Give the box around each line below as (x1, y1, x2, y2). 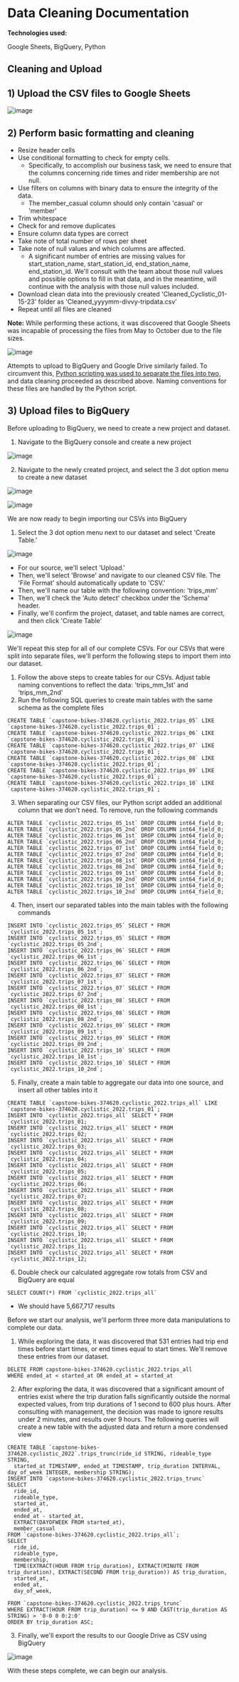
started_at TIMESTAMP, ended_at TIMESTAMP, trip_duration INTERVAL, (14, 1462, 221, 1470)
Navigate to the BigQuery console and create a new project (17, 437, 192, 446)
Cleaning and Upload (7, 63, 102, 76)
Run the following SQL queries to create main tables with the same (17, 695, 213, 704)
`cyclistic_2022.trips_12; (7, 1255, 87, 1263)
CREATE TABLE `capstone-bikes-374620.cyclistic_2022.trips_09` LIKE (7, 766, 215, 774)
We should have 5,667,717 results (17, 1301, 115, 1310)
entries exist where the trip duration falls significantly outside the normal (17, 1392, 230, 1400)
